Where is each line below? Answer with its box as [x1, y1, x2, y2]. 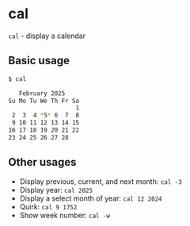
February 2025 [18, 89, 66, 98]
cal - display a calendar [8, 31, 85, 40]
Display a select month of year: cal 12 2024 [19, 193, 162, 203]
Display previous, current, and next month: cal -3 [19, 176, 182, 186]
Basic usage [8, 54, 70, 67]
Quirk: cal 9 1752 [19, 201, 78, 211]
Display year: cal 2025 [19, 185, 93, 194]
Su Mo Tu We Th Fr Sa [8, 97, 80, 105]
